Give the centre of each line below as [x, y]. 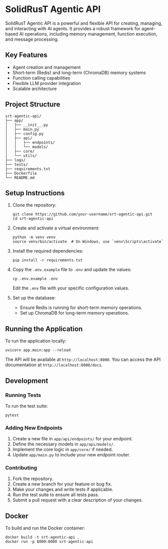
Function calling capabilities [41, 78]
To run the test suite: [27, 406]
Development [27, 381]
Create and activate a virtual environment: [56, 228]
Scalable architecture [34, 89]
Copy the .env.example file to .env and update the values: [72, 270]
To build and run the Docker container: [45, 528]
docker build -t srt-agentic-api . [43, 537]
